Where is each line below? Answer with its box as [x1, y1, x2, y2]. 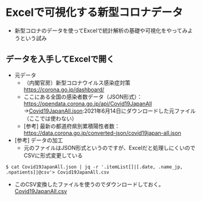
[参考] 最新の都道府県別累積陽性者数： [23, 122, 120, 130]
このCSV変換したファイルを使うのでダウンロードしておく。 [14, 180, 164, 188]
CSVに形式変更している [23, 152, 83, 159]
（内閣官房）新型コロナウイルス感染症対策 [23, 79, 131, 86]
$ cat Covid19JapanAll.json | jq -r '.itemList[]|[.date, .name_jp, [5, 164, 183, 170]
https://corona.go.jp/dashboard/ [23, 86, 105, 93]
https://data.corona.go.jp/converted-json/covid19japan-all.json [23, 129, 181, 136]
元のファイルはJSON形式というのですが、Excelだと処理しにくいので [23, 144, 196, 151]
